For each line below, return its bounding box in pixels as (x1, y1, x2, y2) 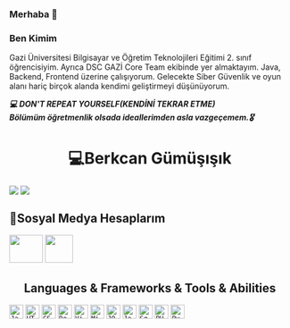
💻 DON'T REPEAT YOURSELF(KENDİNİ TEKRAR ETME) (9, 98, 216, 110)
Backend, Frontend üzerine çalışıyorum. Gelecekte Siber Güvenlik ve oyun (9, 71, 282, 82)
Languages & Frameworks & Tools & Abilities (23, 281, 277, 296)
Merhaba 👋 (9, 8, 58, 21)
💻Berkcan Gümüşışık (68, 148, 232, 169)
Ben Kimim (9, 31, 58, 44)
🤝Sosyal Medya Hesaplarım (9, 210, 166, 226)
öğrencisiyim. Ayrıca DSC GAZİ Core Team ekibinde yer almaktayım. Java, (9, 62, 281, 72)
